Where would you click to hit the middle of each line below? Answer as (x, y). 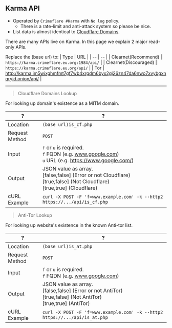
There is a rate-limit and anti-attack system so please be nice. (85, 26)
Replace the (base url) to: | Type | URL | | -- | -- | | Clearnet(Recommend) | (84, 57)
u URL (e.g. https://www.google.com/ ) (88, 160)
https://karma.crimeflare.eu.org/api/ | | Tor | (55, 68)
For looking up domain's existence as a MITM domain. (62, 103)
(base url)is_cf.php (67, 124)
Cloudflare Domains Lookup (47, 93)
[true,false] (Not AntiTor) (72, 297)
